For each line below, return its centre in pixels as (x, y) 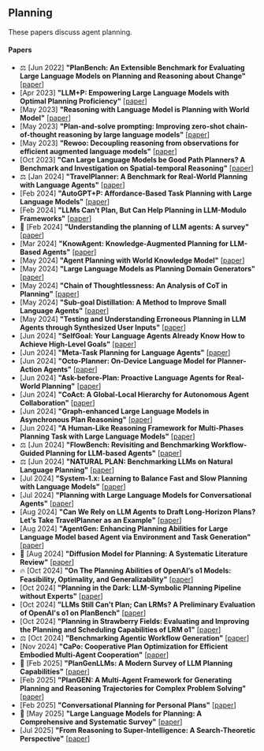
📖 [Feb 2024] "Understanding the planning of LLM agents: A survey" (134, 227)
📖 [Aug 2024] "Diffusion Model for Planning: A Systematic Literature (134, 554)
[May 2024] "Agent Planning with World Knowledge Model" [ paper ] (132, 260)
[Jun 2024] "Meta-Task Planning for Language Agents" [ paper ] (125, 353)
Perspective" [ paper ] (55, 739)
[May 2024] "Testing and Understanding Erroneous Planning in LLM (133, 319)
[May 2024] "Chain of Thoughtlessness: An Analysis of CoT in (124, 286)
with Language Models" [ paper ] (73, 487)
